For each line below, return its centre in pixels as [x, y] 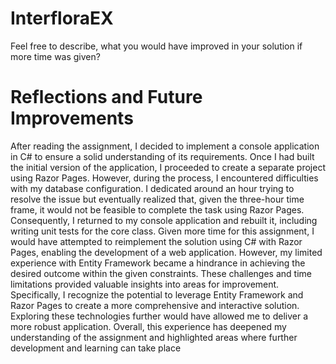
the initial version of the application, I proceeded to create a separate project [168, 167]
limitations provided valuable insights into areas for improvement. [145, 284]
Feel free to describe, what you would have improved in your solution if [156, 46]
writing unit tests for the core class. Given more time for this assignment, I [162, 231]
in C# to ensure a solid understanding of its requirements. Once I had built [162, 156]
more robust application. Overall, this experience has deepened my [148, 326]
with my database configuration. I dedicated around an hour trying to [152, 188]
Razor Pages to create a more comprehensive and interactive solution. [155, 305]
